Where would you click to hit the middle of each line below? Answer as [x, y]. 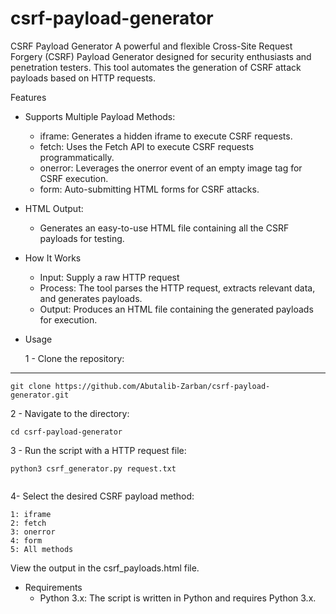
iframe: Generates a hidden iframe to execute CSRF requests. [166, 136]
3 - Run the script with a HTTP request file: [98, 450]
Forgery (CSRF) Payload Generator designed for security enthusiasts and [161, 56]
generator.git [40, 395]
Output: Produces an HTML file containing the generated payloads [176, 309]
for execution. [68, 319]
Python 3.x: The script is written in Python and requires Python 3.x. [178, 598]
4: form [26, 540]
